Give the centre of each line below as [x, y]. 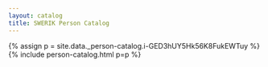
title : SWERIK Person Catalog [59, 23]
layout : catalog [35, 16]
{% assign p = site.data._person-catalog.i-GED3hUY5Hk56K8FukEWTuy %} [134, 45]
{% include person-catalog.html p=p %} [75, 54]
